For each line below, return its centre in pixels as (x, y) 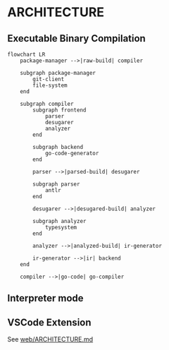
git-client (49, 79)
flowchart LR (26, 54)
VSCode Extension (49, 322)
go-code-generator (72, 153)
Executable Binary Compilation (76, 38)
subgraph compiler (47, 104)
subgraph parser (56, 184)
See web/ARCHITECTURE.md (50, 339)
